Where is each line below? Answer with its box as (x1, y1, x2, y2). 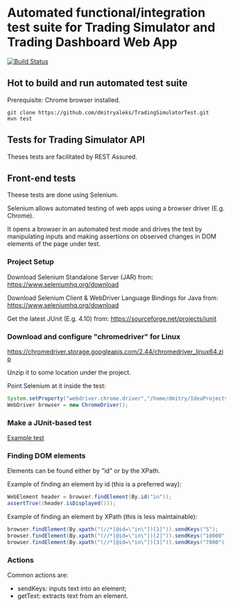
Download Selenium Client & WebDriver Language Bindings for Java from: (7, 293, 218, 302)
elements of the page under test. (7, 240, 101, 248)
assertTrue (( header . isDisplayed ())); (7, 500, 116, 507)
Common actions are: (7, 570, 69, 579)
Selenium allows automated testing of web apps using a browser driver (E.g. (7, 204, 225, 213)
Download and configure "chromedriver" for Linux (7, 331, 181, 341)
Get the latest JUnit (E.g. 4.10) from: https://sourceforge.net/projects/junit (7, 314, 217, 323)
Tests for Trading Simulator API (7, 134, 146, 146)
